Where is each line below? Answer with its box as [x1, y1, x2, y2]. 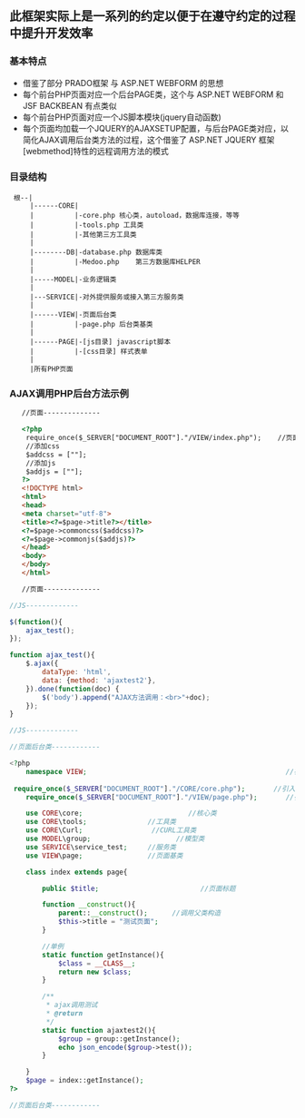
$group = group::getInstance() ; [57, 1034, 181, 1044]
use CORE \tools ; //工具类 [25, 818, 177, 827]
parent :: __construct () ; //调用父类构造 [57, 908, 221, 918]
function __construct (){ [42, 900, 136, 909]
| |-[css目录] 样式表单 [29, 347, 148, 356]
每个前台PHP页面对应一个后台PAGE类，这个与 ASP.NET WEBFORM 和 [22, 89, 284, 100]
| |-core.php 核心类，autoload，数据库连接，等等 [29, 211, 241, 220]
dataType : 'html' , [42, 668, 112, 677]
